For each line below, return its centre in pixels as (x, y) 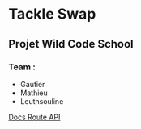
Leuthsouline (42, 101)
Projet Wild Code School (71, 44)
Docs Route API (34, 117)
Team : (22, 67)
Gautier (32, 84)
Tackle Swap (52, 14)
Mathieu (34, 93)
